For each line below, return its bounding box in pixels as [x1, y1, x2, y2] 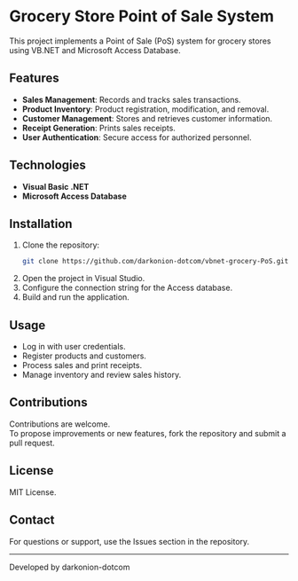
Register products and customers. [21, 350, 146, 361]
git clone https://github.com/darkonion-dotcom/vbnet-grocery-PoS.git [21, 257, 289, 266]
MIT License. [9, 486, 57, 498]
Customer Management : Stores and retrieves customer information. [21, 113, 273, 123]
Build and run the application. [21, 292, 130, 302]
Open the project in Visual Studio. [21, 273, 145, 284]
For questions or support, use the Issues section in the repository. [9, 536, 250, 546]
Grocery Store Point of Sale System [9, 6, 275, 27]
